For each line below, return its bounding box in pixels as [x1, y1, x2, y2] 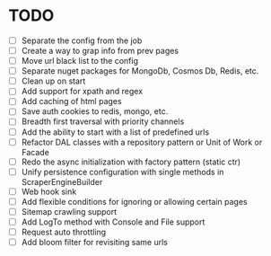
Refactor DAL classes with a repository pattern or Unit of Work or [21, 137, 263, 147]
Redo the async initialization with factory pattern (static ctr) [21, 156, 241, 167]
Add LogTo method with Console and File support [21, 216, 205, 227]
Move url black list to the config [21, 56, 139, 66]
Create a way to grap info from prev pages [21, 46, 179, 56]
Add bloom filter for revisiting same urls [21, 237, 168, 248]
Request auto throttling [21, 226, 107, 237]
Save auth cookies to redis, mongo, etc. [21, 106, 169, 117]
